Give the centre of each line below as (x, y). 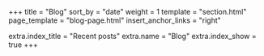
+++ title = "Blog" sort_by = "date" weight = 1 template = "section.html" (128, 12)
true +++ (23, 45)
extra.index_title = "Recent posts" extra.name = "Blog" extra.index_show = (132, 36)
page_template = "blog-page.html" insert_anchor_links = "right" (115, 20)
